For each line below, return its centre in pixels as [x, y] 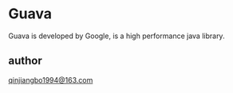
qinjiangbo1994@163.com [51, 79]
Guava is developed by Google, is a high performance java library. [116, 36]
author [25, 61]
